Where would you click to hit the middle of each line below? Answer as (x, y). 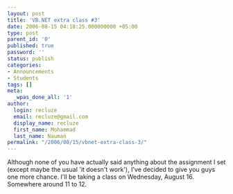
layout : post (26, 14)
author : (18, 104)
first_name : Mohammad (45, 130)
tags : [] (20, 85)
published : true (31, 46)
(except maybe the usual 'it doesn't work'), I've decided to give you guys (111, 170)
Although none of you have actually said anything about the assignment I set (116, 162)
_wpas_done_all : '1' (43, 98)
